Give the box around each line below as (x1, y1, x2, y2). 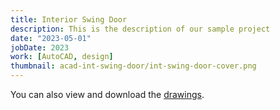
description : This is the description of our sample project (10, 24, 271, 34)
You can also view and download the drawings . (10, 89, 205, 100)
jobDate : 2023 (10, 42, 70, 53)
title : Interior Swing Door (10, 14, 128, 25)
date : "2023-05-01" (10, 33, 92, 43)
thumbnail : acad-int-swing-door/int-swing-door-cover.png (10, 61, 257, 71)
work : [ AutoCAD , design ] (10, 52, 114, 62)
